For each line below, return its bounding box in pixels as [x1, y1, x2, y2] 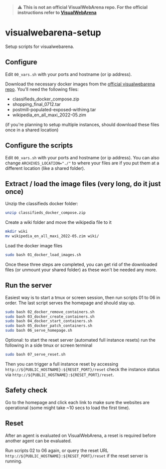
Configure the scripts [5, 141, 73, 150]
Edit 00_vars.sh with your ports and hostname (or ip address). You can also [5, 154, 160, 160]
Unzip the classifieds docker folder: [5, 201, 78, 207]
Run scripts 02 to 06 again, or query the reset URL [5, 447, 109, 454]
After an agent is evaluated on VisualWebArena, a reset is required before [5, 432, 156, 439]
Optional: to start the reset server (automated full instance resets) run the [5, 337, 156, 343]
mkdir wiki [5, 229, 28, 234]
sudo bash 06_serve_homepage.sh [5, 328, 72, 333]
